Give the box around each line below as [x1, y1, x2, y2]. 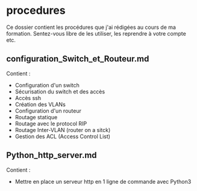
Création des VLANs [14, 101, 66, 108]
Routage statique [14, 113, 58, 121]
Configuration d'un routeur [14, 107, 81, 114]
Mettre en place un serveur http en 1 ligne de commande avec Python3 [14, 178, 192, 185]
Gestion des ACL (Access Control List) [14, 133, 110, 140]
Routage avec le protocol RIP [14, 120, 87, 127]
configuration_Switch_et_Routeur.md [6, 54, 149, 64]
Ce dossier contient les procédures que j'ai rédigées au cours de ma [6, 23, 177, 31]
